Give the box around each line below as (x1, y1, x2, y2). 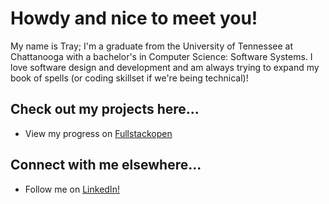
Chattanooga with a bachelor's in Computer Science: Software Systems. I (10, 50, 313, 62)
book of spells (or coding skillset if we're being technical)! (10, 72, 249, 84)
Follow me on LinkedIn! (24, 183, 120, 195)
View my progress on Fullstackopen (24, 127, 173, 139)
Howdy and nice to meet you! (10, 7, 258, 30)
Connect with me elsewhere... (10, 157, 202, 174)
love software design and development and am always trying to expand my (10, 61, 320, 73)
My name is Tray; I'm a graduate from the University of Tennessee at (10, 40, 293, 52)
